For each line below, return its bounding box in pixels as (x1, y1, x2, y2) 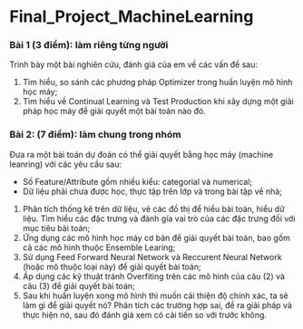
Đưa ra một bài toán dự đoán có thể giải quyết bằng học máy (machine (9, 149, 274, 160)
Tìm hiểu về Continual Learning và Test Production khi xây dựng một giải (22, 96, 295, 107)
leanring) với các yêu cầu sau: (9, 159, 122, 169)
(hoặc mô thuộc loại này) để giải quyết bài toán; (22, 261, 201, 272)
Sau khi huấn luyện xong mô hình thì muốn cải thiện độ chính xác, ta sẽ (22, 290, 288, 301)
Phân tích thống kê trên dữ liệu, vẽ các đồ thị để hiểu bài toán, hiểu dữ (22, 203, 285, 214)
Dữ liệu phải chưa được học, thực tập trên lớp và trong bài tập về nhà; (22, 186, 283, 197)
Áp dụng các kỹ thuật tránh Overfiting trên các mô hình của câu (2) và (22, 270, 286, 282)
